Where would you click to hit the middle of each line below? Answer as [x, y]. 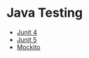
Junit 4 [27, 32]
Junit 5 [27, 39]
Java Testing [45, 13]
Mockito [28, 47]
